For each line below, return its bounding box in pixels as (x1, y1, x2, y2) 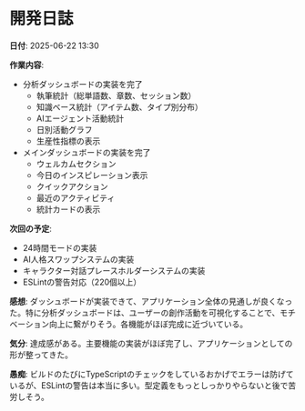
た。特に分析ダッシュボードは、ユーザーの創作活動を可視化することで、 (9, 306, 280, 318)
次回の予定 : (9, 223, 53, 234)
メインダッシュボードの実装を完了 (22, 146, 151, 157)
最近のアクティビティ (36, 192, 116, 203)
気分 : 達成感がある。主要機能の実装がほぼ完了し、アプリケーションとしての (9, 337, 293, 348)
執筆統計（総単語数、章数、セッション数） (36, 90, 197, 101)
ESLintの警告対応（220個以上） (22, 276, 142, 287)
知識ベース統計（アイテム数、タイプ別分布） (36, 101, 203, 112)
